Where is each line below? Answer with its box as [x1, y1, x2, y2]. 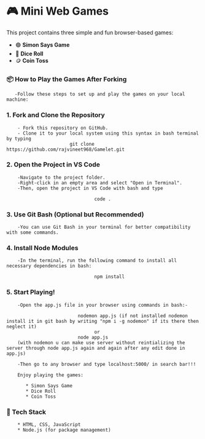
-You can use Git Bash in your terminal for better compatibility [17, 224, 191, 231]
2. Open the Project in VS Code [6, 160, 100, 169]
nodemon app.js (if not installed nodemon [77, 312, 188, 319]
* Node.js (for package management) [17, 427, 112, 433]
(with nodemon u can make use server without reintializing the [17, 339, 185, 346]
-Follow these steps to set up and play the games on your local [14, 91, 185, 98]
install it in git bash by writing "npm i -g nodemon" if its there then [6, 318, 199, 324]
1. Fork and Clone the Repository [6, 111, 106, 119]
